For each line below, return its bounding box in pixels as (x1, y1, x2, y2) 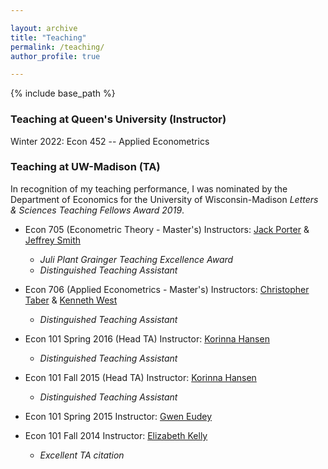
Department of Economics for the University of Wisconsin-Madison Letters (10, 193, 319, 205)
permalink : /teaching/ (10, 42, 105, 52)
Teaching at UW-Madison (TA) (10, 160, 161, 174)
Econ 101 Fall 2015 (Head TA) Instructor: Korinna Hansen (24, 371, 257, 383)
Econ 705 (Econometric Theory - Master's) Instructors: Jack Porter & (24, 223, 310, 235)
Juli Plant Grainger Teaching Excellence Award (39, 253, 234, 265)
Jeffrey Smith (24, 234, 81, 246)
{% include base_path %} (10, 87, 116, 100)
